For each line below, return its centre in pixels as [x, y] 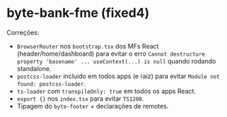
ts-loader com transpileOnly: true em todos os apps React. [106, 91]
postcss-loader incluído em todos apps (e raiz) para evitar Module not [118, 76]
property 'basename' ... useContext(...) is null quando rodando [116, 61]
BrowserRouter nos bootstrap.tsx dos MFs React [88, 46]
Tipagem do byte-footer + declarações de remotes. [93, 106]
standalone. [34, 68]
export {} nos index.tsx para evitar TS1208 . [80, 98]
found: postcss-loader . [51, 83]
